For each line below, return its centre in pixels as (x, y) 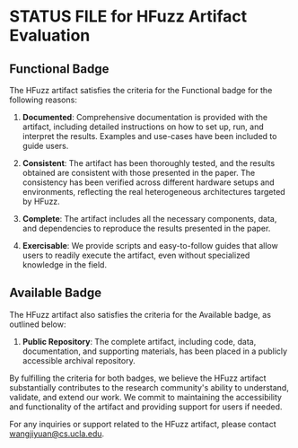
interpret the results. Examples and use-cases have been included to (149, 136)
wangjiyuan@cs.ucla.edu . (57, 434)
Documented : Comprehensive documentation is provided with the (145, 117)
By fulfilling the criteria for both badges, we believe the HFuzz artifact (138, 378)
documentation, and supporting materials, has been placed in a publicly (155, 351)
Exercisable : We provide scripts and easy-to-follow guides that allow (150, 246)
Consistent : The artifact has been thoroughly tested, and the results (149, 163)
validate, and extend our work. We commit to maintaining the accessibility (146, 397)
